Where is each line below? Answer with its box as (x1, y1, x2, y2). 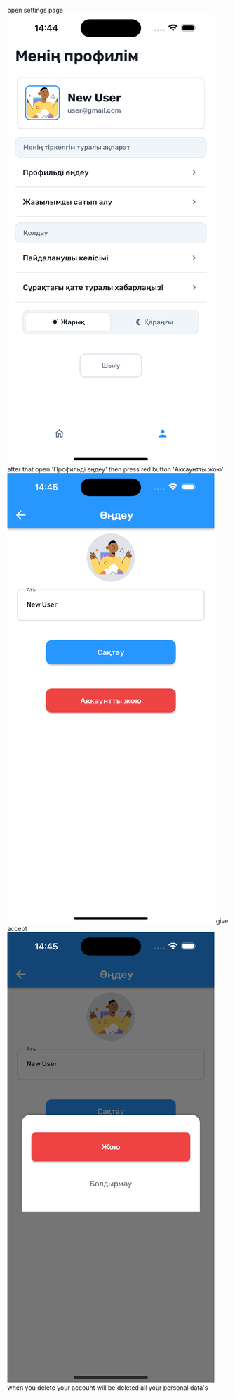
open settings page (7, 6, 63, 14)
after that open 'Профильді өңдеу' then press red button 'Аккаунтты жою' (7, 465, 224, 474)
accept (7, 925, 28, 932)
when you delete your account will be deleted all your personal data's (7, 1384, 208, 1392)
